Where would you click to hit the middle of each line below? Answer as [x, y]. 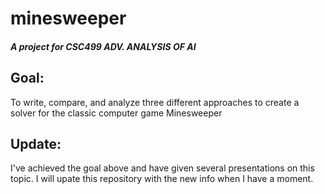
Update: [36, 143]
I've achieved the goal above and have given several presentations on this [162, 168]
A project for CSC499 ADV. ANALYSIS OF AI [103, 46]
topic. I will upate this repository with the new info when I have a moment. [162, 179]
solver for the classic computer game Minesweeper [116, 113]
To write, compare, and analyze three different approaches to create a [155, 102]
